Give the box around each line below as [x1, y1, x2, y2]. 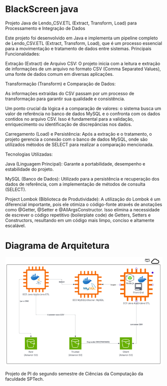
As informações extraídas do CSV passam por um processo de [5, 90, 135, 96]
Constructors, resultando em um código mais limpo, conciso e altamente [5, 217, 155, 223]
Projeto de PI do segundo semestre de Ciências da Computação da [5, 371, 144, 377]
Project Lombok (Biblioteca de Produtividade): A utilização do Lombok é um [5, 196, 161, 202]
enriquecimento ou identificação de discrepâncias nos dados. [5, 121, 132, 127]
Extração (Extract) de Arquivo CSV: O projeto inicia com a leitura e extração [5, 60, 161, 66]
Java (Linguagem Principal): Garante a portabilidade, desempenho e [5, 161, 146, 167]
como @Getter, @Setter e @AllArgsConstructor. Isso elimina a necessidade [5, 206, 160, 212]
